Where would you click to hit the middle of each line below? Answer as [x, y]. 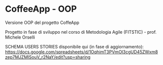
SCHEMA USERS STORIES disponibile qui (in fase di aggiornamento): [74, 46]
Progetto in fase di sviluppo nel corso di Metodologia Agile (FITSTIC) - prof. [81, 32]
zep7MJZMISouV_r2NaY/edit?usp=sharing [48, 57]
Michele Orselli [20, 37]
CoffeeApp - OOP [41, 9]
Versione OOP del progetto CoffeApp [42, 22]
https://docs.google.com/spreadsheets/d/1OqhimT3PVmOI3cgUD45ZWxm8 [81, 52]
